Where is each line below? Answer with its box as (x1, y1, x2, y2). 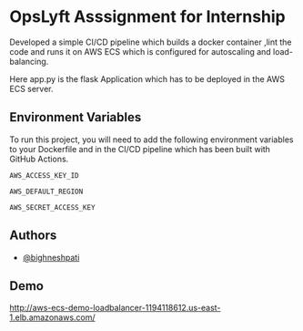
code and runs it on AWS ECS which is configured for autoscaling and (9, 46, 271, 57)
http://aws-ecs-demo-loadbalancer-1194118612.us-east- (9, 303, 221, 314)
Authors (9, 228, 57, 243)
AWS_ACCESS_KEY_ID (9, 171, 79, 180)
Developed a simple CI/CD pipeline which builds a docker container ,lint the (9, 36, 293, 47)
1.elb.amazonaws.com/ (9, 312, 96, 323)
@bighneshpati (22, 252, 80, 263)
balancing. (9, 56, 49, 67)
